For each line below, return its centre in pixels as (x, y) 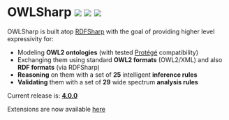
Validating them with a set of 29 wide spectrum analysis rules (108, 82)
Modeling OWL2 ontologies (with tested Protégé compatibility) (108, 52)
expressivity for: (30, 38)
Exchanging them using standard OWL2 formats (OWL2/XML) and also (120, 59)
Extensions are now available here (57, 109)
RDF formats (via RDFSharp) (58, 67)
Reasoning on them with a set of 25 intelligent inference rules (107, 75)
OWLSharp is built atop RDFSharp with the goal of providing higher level (111, 31)
